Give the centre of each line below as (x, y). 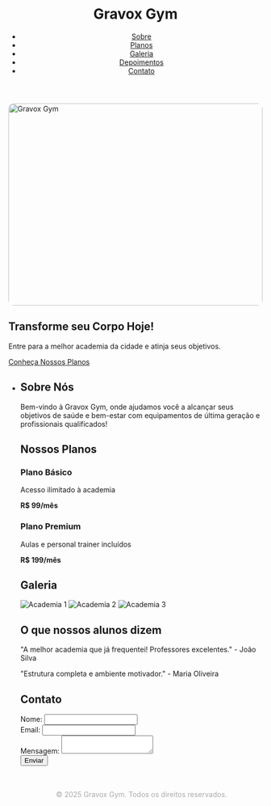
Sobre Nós (47, 388)
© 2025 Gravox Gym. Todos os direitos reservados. (142, 794)
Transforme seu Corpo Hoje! (81, 327)
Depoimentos (142, 62)
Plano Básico (46, 472)
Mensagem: (40, 751)
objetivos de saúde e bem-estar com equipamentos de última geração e (140, 415)
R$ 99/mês (39, 505)
